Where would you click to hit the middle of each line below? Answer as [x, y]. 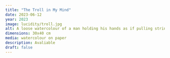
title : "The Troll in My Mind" [38, 10]
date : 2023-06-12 [24, 15]
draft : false [19, 47]
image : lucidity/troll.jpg [34, 24]
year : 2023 [17, 19]
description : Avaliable [30, 43]
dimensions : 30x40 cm [28, 33]
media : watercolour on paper [36, 38]
